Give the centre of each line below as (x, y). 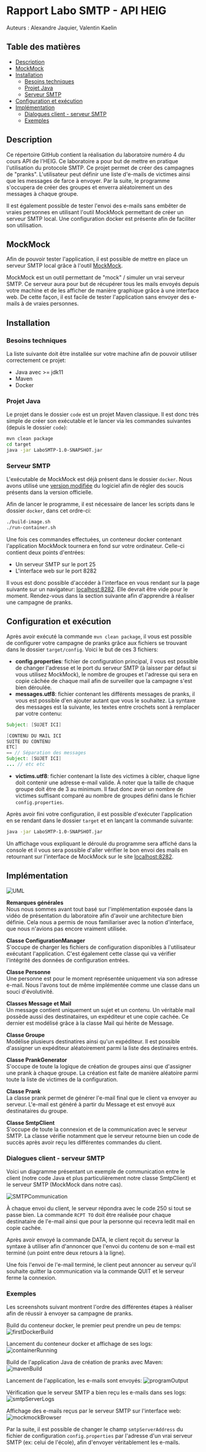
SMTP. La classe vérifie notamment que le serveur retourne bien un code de (103, 1135)
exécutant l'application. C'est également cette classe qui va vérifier (91, 953)
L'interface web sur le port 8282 (56, 571)
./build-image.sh (29, 522)
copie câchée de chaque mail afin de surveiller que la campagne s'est (104, 681)
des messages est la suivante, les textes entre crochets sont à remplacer (107, 707)
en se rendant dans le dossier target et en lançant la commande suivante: (100, 821)
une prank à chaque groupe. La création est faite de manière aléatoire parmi (102, 1073)
